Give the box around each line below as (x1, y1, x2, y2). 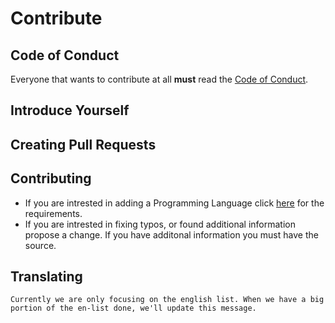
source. (24, 239, 57, 251)
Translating (10, 268, 83, 285)
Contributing (10, 170, 92, 187)
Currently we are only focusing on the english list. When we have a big (10, 295, 325, 305)
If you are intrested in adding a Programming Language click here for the (24, 197, 325, 209)
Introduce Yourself (10, 102, 130, 119)
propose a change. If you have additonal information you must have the (24, 228, 319, 241)
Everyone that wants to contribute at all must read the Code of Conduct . (10, 73, 309, 85)
